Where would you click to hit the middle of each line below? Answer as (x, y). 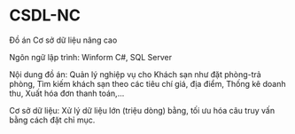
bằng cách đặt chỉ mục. (52, 120)
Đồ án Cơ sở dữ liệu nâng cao (63, 40)
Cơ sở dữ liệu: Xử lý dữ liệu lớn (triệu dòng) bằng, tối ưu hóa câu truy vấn (142, 110)
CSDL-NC (45, 16)
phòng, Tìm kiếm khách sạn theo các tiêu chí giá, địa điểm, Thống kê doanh (147, 83)
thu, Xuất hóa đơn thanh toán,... (67, 93)
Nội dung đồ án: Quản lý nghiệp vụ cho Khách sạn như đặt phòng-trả (135, 74)
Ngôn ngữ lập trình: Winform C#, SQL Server (91, 57)
